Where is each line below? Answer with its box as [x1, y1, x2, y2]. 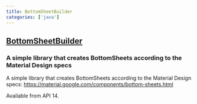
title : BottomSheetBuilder [6, 8, 73, 15]
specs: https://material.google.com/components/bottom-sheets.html [6, 81, 173, 88]
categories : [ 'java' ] [6, 14, 60, 20]
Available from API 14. [6, 92, 59, 99]
